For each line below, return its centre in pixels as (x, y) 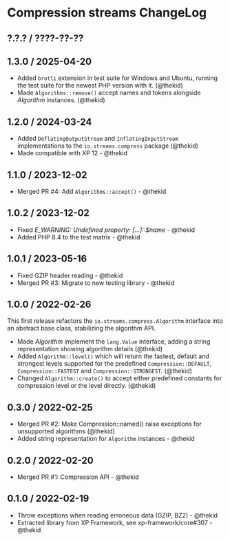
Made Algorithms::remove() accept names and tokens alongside (109, 93)
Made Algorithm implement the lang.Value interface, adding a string (114, 342)
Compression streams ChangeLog (107, 13)
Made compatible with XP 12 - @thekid (72, 153)
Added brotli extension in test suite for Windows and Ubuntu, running (117, 78)
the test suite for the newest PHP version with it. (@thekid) (100, 86)
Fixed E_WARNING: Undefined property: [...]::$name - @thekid (106, 230)
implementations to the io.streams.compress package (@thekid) (107, 146)
